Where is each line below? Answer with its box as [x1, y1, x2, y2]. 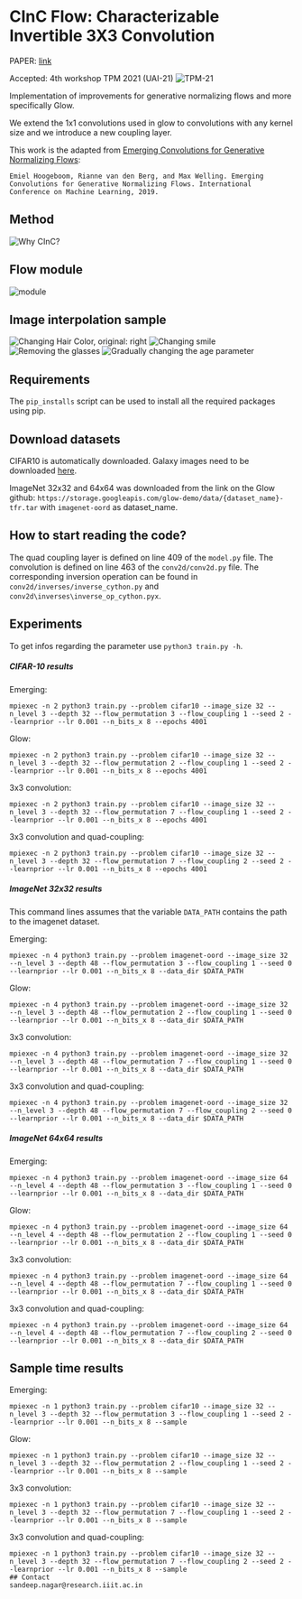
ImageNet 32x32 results [9, 883, 103, 895]
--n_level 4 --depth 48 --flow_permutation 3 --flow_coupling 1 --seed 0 [9, 1181, 293, 1190]
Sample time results [9, 1361, 124, 1376]
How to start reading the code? [9, 528, 188, 544]
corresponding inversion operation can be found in [9, 571, 198, 581]
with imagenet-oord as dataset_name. [40, 502, 178, 512]
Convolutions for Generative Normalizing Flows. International [9, 179, 252, 189]
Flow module [9, 262, 83, 277]
